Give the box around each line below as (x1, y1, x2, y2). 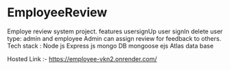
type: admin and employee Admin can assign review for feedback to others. (7, 34, 222, 42)
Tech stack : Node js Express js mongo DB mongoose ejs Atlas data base (7, 41, 214, 50)
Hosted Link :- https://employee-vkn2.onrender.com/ (7, 54, 157, 63)
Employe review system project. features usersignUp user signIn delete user (7, 27, 223, 35)
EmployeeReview (7, 5, 108, 20)
